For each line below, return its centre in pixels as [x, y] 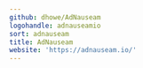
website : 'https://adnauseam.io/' [73, 50]
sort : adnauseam [39, 34]
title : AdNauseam [41, 42]
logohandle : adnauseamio [55, 26]
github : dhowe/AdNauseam [55, 17]
